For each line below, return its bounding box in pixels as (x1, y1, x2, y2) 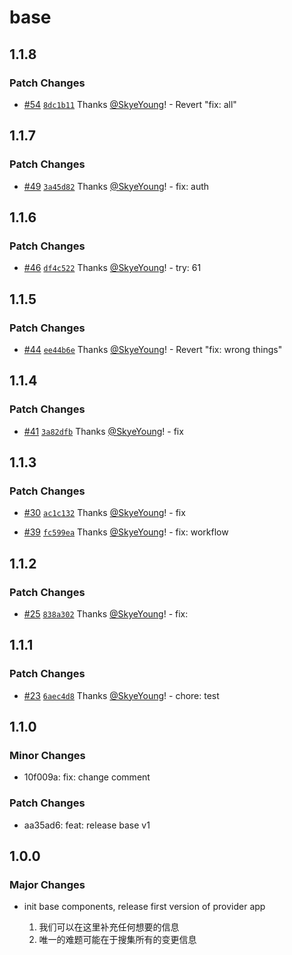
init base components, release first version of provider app (23, 901, 266, 913)
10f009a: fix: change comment (23, 771, 151, 783)
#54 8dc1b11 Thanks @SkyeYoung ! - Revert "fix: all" (23, 98, 237, 110)
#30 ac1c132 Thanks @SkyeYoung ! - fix (23, 507, 186, 519)
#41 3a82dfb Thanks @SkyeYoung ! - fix (23, 425, 184, 437)
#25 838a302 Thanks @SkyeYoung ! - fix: (23, 608, 189, 620)
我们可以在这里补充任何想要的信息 (38, 921, 180, 933)
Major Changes (9, 877, 86, 891)
